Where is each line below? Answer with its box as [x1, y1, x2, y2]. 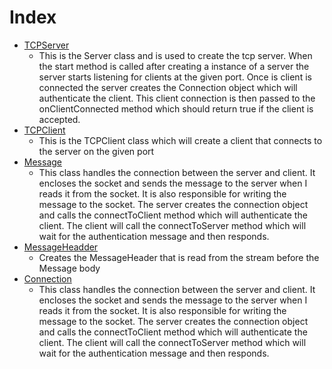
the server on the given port [38, 145, 155, 157]
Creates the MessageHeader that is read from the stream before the [38, 251, 320, 263]
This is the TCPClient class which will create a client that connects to [38, 134, 323, 146]
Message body [38, 262, 101, 274]
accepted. [38, 113, 81, 125]
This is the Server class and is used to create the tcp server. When [38, 49, 313, 61]
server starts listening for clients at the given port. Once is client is [38, 71, 312, 83]
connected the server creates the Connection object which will [38, 81, 298, 93]
